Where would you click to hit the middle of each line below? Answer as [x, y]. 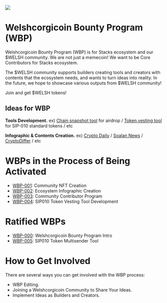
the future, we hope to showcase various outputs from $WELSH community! [83, 83]
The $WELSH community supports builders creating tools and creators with [83, 72]
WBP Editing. [26, 284]
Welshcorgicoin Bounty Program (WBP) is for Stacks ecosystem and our [79, 52]
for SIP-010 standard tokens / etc [39, 125]
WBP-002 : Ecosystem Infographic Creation [57, 190]
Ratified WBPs [35, 221]
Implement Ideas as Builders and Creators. [56, 295]
